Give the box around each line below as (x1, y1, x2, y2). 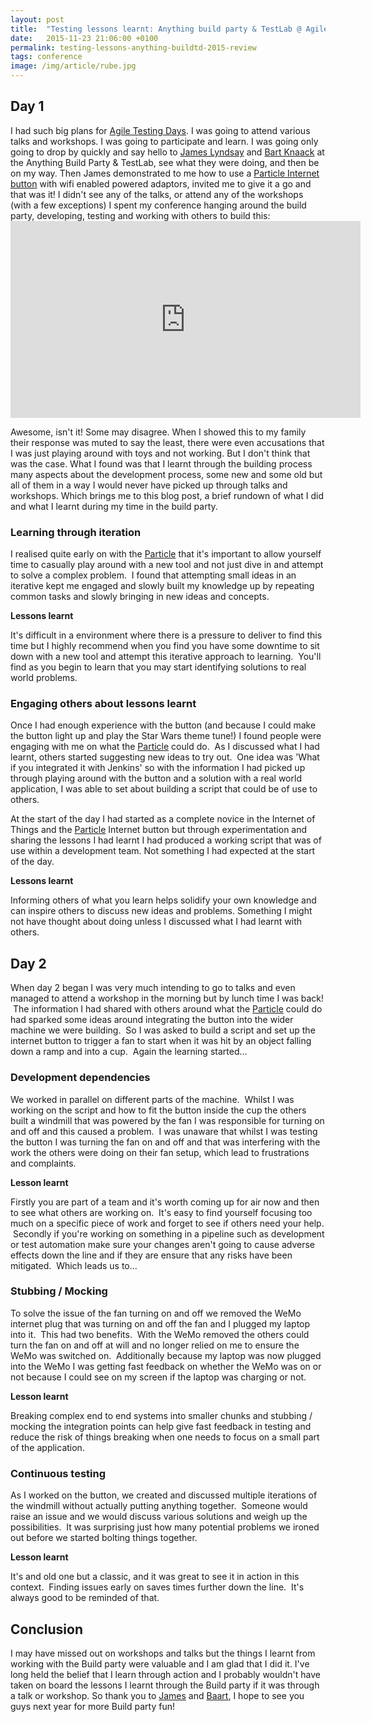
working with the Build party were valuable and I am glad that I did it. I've (10, 1657, 310, 1670)
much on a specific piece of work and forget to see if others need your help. (10, 1217, 325, 1229)
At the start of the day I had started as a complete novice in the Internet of (10, 813, 316, 825)
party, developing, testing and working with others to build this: (10, 209, 271, 221)
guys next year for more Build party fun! (10, 1700, 175, 1712)
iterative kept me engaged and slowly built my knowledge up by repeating (10, 580, 315, 592)
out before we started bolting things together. (10, 1532, 198, 1544)
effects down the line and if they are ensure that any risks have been (10, 1249, 293, 1261)
